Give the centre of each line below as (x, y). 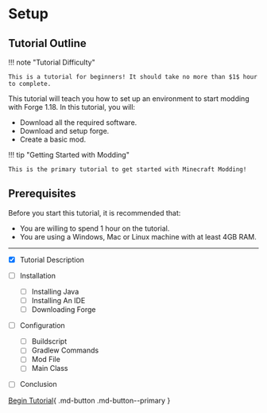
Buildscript (49, 341)
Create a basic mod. (53, 139)
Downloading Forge (64, 310)
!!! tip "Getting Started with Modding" (69, 155)
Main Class (50, 368)
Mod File (46, 360)
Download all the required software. (78, 123)
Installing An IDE (58, 300)
